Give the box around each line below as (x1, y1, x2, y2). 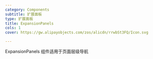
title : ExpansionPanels (5, 21, 54, 26)
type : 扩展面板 (5, 16, 33, 21)
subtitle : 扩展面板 (5, 12, 42, 17)
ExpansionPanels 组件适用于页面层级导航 (5, 49, 89, 54)
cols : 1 (5, 26, 21, 30)
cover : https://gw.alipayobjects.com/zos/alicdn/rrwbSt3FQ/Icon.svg (5, 30, 149, 35)
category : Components (5, 7, 50, 12)
